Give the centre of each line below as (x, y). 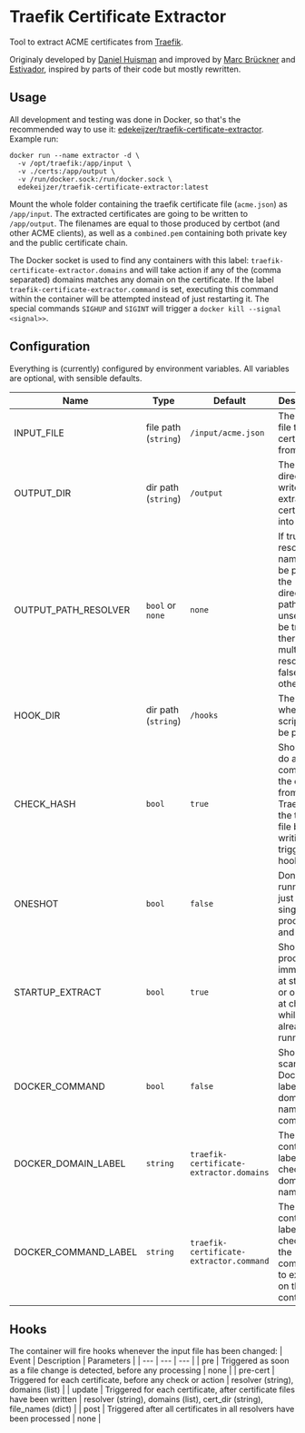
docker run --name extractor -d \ (75, 155)
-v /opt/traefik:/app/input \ (74, 163)
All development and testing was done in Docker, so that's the (125, 119)
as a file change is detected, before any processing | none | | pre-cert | (142, 1370)
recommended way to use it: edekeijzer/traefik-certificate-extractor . (137, 129)
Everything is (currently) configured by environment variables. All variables (149, 368)
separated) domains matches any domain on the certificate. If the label (142, 280)
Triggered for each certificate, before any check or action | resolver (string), (152, 1380)
